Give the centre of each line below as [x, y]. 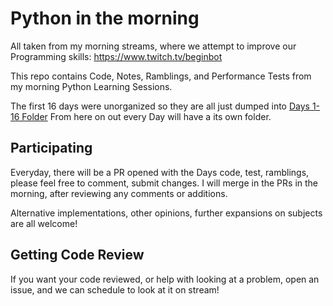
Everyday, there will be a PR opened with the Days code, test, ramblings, [160, 172]
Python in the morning [105, 18]
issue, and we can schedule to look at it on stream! [115, 289]
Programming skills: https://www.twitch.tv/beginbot [116, 56]
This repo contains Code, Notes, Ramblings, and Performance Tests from [161, 76]
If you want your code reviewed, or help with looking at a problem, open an [165, 279]
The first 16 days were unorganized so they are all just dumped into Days [160, 106]
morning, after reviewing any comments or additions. [119, 193]
